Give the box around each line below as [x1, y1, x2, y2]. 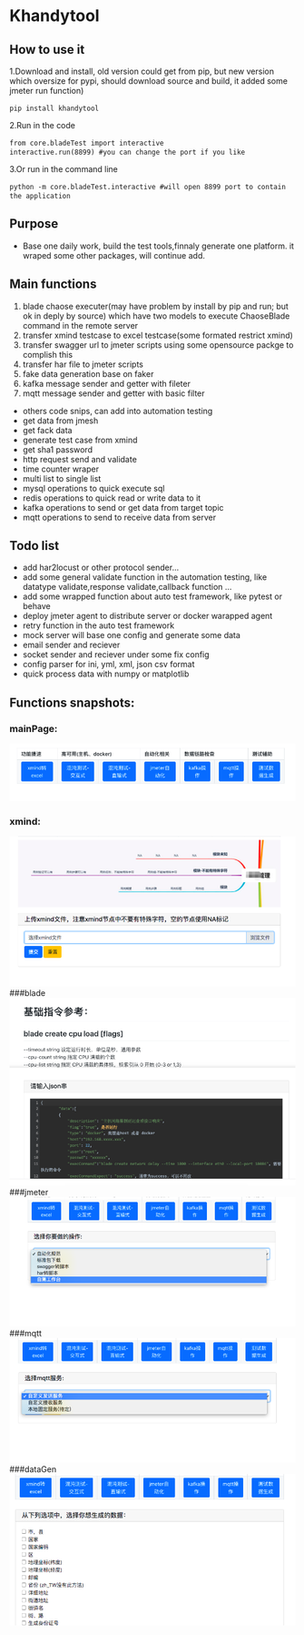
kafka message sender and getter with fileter [22, 378, 191, 389]
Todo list [9, 538, 60, 553]
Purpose [9, 216, 59, 232]
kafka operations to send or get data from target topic [22, 502, 224, 513]
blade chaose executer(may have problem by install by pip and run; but [22, 300, 289, 311]
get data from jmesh [22, 415, 99, 426]
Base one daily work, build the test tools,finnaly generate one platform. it [22, 240, 295, 251]
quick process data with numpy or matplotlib [22, 668, 190, 679]
